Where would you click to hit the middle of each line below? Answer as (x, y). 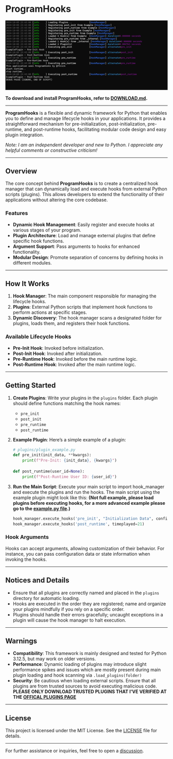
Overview (21, 171)
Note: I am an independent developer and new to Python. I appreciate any (84, 145)
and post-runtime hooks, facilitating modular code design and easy (95, 129)
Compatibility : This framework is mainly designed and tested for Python (90, 654)
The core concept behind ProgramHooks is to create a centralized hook (82, 184)
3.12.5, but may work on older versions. (54, 659)
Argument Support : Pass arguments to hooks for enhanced (76, 246)
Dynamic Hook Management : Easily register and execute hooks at (83, 224)
